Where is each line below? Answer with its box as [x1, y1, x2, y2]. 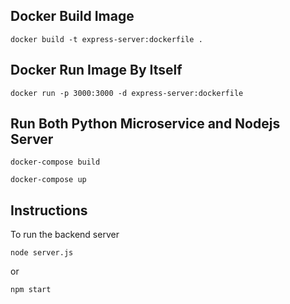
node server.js [10, 248, 74, 258]
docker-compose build [10, 157, 101, 168]
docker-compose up [10, 175, 87, 185]
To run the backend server [10, 229, 120, 241]
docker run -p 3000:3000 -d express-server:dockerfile [10, 88, 244, 98]
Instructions [10, 202, 88, 219]
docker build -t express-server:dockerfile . [10, 34, 203, 44]
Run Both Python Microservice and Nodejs [10, 115, 281, 133]
